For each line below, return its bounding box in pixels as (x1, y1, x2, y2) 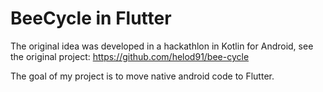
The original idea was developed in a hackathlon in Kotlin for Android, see (10, 40, 314, 52)
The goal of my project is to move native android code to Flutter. (10, 70, 275, 82)
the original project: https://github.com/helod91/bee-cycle (10, 50, 250, 62)
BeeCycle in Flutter (10, 7, 172, 30)
